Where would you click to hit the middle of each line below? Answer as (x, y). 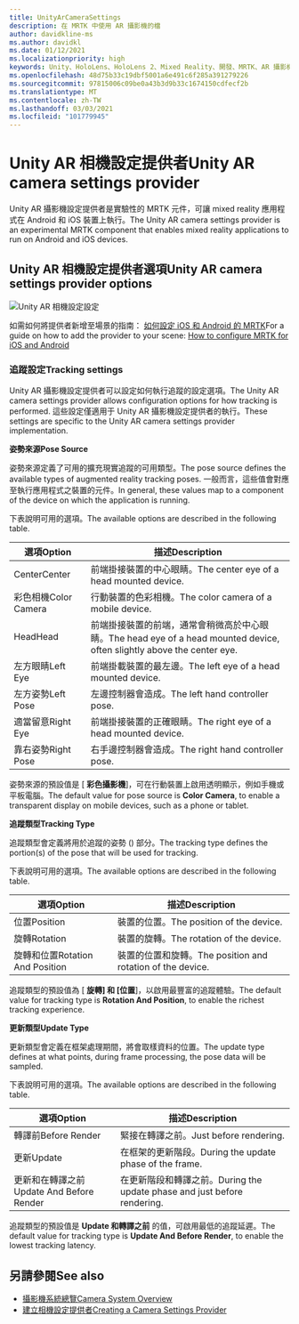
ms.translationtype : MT (53, 92)
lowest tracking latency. (53, 1246)
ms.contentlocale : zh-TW (55, 100)
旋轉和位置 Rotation (53, 956)
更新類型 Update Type (49, 1028)
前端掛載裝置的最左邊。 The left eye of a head (185, 666)
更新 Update (38, 1158)
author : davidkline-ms (51, 34)
